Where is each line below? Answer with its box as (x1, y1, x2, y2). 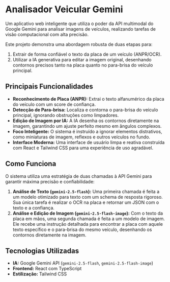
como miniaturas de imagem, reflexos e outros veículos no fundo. (12, 134, 151, 140)
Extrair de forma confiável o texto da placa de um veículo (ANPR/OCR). (12, 51, 162, 57)
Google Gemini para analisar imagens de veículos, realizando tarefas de (5, 26, 156, 32)
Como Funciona (5, 159, 56, 168)
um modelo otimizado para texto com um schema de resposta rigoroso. (12, 194, 163, 200)
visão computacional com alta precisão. (5, 31, 89, 37)
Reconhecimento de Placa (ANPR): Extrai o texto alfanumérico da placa (12, 96, 164, 102)
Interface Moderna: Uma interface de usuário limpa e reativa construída (12, 139, 165, 145)
